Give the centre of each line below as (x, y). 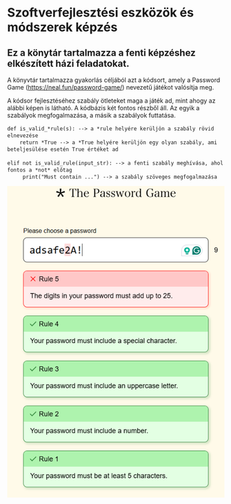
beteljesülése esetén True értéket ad (63, 149)
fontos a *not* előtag (40, 170)
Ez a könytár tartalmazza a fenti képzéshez (102, 53)
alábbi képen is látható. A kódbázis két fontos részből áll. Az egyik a (103, 108)
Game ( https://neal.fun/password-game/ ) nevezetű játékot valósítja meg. (111, 87)
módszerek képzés (62, 27)
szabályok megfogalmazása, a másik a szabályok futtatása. (91, 115)
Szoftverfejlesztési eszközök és (101, 13)
